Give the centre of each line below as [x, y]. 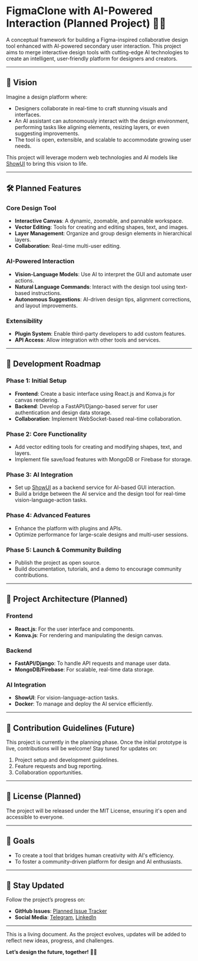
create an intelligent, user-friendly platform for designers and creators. [92, 58]
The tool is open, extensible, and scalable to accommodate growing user [103, 139]
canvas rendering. [37, 400]
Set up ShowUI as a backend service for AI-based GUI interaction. [95, 487]
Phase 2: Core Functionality [47, 434]
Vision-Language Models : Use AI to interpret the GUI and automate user [103, 274]
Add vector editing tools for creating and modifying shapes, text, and [98, 447]
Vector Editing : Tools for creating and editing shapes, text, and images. [101, 227]
